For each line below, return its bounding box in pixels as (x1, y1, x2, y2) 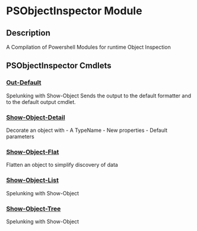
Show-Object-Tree (6, 204, 61, 213)
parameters (6, 132, 34, 140)
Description (6, 28, 50, 38)
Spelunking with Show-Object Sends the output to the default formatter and (6, 92, 192, 99)
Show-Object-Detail (6, 113, 65, 121)
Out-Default (6, 78, 42, 87)
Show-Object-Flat (6, 147, 59, 156)
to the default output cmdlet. (6, 98, 76, 105)
